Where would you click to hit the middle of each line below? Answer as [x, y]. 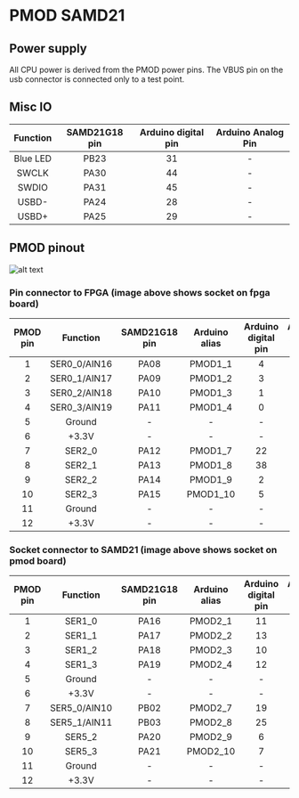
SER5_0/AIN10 [81, 708]
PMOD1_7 [211, 451]
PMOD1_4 [211, 407]
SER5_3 [81, 752]
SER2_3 [81, 493]
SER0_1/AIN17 [81, 378]
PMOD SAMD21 [67, 16]
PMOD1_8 [211, 465]
